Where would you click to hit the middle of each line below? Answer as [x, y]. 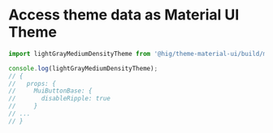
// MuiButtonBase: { [50, 91]
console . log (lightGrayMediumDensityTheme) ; [83, 68]
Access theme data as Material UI [124, 15]
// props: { [32, 84]
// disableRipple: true [60, 99]
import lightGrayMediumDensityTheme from [80, 54]
